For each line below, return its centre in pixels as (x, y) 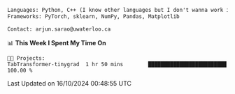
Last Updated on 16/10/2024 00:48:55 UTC (69, 83)
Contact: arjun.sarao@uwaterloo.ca (59, 29)
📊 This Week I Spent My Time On (57, 42)
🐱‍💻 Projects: (26, 58)
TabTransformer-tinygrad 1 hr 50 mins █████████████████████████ (117, 64)
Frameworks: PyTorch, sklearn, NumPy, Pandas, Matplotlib (93, 16)
